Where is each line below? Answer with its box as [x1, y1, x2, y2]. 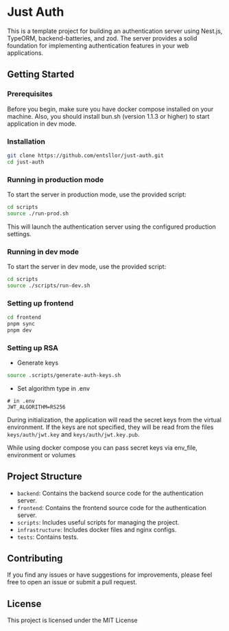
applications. [7, 49, 43, 57]
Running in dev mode [7, 246, 80, 256]
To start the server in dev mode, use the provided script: [7, 262, 167, 271]
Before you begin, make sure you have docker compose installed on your [7, 104, 214, 113]
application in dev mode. [7, 119, 77, 128]
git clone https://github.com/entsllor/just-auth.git [7, 152, 165, 159]
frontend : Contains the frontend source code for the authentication [16, 503, 207, 512]
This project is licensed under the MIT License [7, 616, 138, 625]
